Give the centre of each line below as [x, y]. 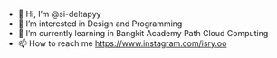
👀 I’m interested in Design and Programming [100, 24]
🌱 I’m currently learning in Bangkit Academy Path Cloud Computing [143, 33]
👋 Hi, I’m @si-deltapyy [59, 14]
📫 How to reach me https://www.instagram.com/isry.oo [122, 43]
